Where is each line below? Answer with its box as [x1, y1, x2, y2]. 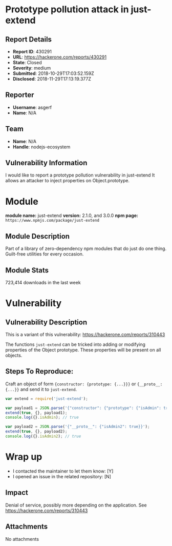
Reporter [5, 91, 34, 100]
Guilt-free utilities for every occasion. [5, 251, 84, 257]
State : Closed [12, 60, 42, 65]
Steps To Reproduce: [5, 367, 74, 376]
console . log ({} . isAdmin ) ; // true [5, 415, 79, 420]
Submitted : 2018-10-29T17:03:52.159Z [12, 70, 94, 76]
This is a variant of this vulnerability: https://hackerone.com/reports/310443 [5, 331, 165, 337]
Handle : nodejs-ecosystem [12, 144, 71, 150]
